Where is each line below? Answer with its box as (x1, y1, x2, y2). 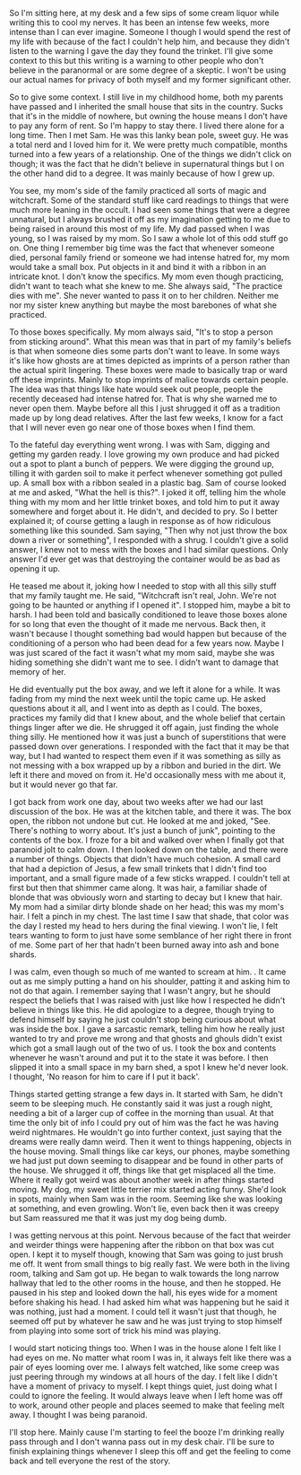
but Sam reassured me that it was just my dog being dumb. (9, 1213, 228, 1223)
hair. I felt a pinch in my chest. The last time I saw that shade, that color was (9, 911, 289, 921)
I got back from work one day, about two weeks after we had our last (9, 797, 264, 807)
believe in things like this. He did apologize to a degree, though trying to (9, 1005, 275, 1015)
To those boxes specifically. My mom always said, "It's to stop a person (9, 327, 273, 337)
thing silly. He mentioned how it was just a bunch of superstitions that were (9, 731, 287, 742)
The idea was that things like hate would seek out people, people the (9, 384, 263, 394)
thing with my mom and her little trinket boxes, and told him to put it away (9, 497, 280, 507)
